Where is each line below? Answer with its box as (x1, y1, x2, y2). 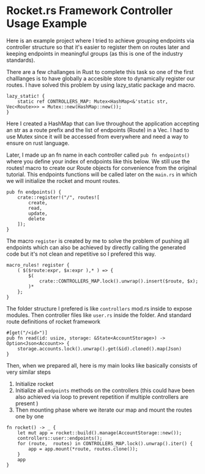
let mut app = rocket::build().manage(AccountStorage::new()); (17, 429, 182, 436)
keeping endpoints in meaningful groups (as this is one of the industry (6, 50, 184, 57)
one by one (15, 412, 44, 420)
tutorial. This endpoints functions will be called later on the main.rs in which (6, 171, 198, 178)
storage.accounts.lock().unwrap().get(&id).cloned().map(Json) (17, 346, 182, 352)
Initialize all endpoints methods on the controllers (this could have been (15, 387, 195, 394)
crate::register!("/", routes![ (17, 194, 100, 201)
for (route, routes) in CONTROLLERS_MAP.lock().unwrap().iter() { (17, 440, 193, 446)
